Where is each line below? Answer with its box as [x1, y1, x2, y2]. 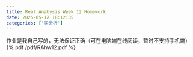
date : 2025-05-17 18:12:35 [6, 14, 74, 20]
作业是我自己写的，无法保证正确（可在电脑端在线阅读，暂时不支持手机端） [6, 37, 191, 44]
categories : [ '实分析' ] [6, 20, 63, 26]
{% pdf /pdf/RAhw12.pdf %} [6, 44, 76, 51]
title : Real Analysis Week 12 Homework [6, 8, 106, 15]
